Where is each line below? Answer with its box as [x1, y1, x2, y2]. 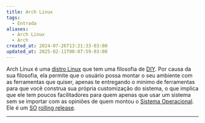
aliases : [6, 26, 29, 32]
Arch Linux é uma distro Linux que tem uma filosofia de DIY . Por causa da [6, 65, 192, 72]
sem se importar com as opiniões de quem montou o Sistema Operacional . [6, 97, 194, 105]
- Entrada [12, 20, 37, 26]
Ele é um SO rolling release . [6, 104, 76, 111]
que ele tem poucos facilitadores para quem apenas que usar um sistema [6, 91, 191, 98]
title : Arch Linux [6, 9, 53, 15]
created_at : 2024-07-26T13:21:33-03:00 [6, 43, 108, 49]
